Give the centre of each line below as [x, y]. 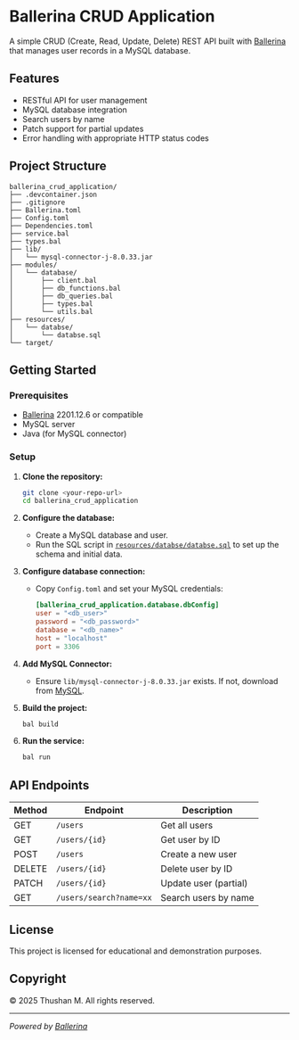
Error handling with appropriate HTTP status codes [115, 138]
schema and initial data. [79, 554]
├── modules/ [33, 265]
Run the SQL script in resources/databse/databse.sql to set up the [157, 545]
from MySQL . [60, 690]
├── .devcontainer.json [53, 194]
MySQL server [48, 425]
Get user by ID [190, 840]
